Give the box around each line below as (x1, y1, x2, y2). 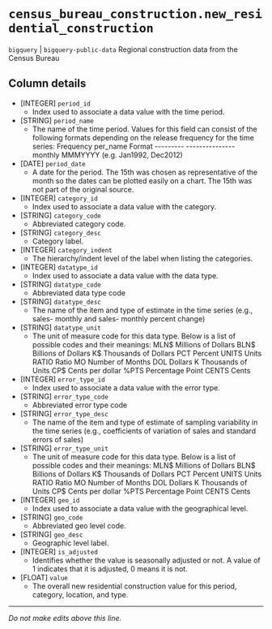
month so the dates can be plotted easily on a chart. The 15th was (32, 175, 253, 185)
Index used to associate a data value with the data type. (32, 270, 219, 280)
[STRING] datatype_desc (19, 296, 101, 306)
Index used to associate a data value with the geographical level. (32, 503, 249, 513)
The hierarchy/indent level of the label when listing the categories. (32, 253, 253, 263)
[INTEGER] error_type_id (19, 374, 105, 384)
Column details (8, 76, 87, 91)
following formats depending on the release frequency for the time (32, 132, 255, 142)
